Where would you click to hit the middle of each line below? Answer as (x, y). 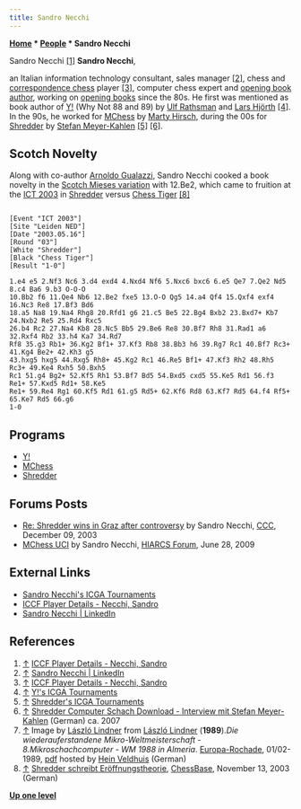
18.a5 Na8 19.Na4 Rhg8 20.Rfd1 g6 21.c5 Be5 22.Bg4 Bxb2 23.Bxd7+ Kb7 (144, 313)
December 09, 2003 (60, 535)
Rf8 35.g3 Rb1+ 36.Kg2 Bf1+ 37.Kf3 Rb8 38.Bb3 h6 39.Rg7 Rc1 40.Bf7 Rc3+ (150, 345)
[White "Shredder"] (46, 251)
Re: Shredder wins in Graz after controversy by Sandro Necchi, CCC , (149, 525)
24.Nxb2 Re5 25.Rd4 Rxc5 (56, 321)
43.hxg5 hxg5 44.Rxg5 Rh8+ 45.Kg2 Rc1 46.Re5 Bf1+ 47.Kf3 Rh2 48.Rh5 (142, 360)
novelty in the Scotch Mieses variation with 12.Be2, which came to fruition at (150, 185)
